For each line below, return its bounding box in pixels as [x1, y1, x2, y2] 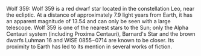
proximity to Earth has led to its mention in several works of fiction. [6, 43, 173, 50]
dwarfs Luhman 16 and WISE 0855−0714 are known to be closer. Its [6, 37, 174, 43]
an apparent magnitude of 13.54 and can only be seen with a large [6, 18, 171, 24]
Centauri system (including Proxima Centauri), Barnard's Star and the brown [6, 30, 196, 38]
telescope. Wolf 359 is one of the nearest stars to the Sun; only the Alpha [6, 24, 189, 31]
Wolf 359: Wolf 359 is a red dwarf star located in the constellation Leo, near [6, 5, 195, 12]
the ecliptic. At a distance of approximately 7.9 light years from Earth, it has [6, 11, 193, 18]
